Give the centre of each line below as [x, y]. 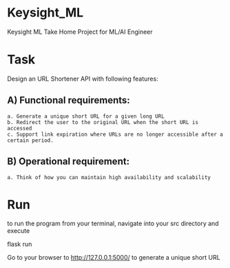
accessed [20, 128]
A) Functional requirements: [69, 100]
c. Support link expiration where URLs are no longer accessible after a [115, 134]
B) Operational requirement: [68, 162]
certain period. [30, 140]
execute [19, 231]
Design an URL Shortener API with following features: [83, 79]
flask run [20, 244]
